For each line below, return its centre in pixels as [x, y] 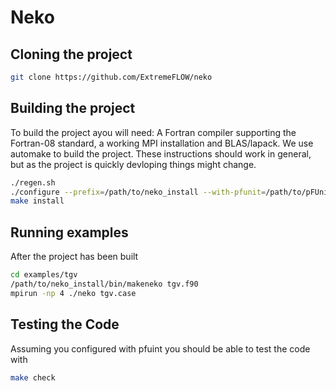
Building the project [73, 108]
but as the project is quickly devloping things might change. [133, 164]
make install [37, 201]
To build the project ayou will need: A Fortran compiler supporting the [153, 132]
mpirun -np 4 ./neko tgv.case [73, 293]
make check [33, 377]
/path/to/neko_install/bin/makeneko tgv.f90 [104, 284]
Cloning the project [71, 54]
